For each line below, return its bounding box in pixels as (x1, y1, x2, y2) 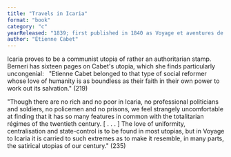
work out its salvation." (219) (7, 84, 88, 93)
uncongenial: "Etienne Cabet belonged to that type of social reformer (7, 70, 207, 78)
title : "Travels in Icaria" (7, 10, 88, 17)
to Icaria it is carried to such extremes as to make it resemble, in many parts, (7, 134, 224, 142)
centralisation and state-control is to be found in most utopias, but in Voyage (7, 127, 225, 136)
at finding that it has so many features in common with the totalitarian (7, 112, 204, 121)
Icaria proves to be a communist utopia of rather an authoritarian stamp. (7, 55, 212, 63)
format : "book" (7, 17, 51, 24)
